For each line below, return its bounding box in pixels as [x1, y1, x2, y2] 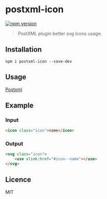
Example [5, 101, 34, 109]
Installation [5, 45, 42, 54]
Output [5, 140, 24, 147]
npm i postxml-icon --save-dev [5, 59, 72, 64]
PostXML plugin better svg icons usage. [17, 30, 102, 36]
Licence [5, 175, 32, 184]
